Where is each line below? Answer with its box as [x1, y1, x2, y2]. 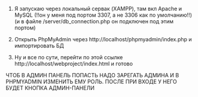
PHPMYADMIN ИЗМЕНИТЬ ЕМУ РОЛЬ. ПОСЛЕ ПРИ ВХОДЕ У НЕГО [5, 78, 178, 85]
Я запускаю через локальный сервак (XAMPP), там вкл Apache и [14, 5, 182, 12]
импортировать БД [14, 42, 64, 49]
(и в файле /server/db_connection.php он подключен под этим [14, 18, 174, 25]
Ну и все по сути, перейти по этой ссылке [14, 54, 123, 60]
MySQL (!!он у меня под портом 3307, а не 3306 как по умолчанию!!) [14, 11, 193, 19]
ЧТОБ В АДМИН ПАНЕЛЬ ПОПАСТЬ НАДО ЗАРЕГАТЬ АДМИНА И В [5, 72, 179, 78]
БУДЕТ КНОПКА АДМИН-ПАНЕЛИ [5, 84, 94, 92]
